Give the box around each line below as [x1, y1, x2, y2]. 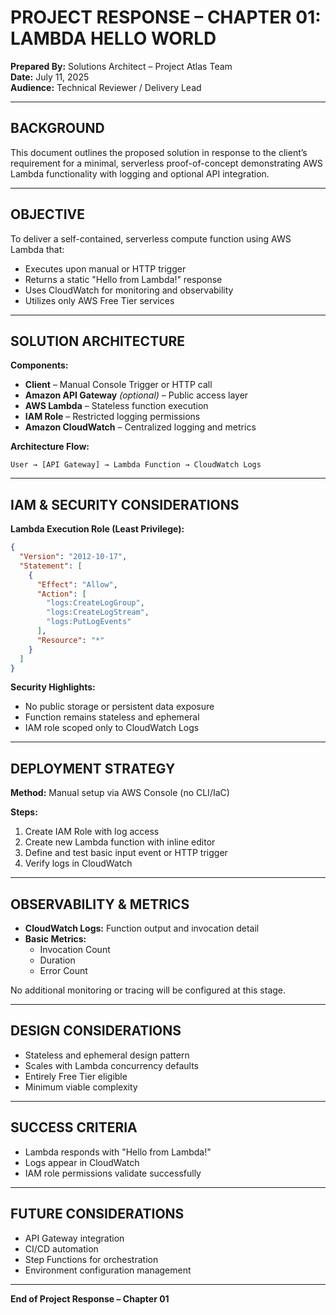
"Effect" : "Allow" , [36, 579, 118, 590]
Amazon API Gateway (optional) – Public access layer [24, 389, 249, 401]
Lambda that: [10, 243, 65, 255]
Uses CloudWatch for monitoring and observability [24, 284, 234, 296]
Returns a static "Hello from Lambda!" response [24, 273, 223, 285]
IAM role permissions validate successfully [24, 1167, 202, 1179]
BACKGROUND [10, 120, 105, 137]
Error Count [39, 965, 88, 977]
